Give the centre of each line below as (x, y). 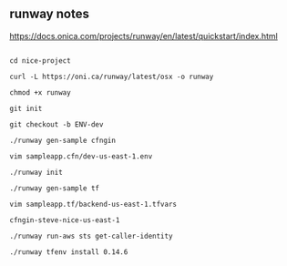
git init (26, 108)
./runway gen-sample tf (55, 188)
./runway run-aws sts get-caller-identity (91, 236)
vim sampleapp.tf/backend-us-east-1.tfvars (93, 204)
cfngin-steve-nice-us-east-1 (65, 220)
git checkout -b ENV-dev (56, 124)
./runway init (36, 172)
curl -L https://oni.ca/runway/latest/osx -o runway (112, 77)
